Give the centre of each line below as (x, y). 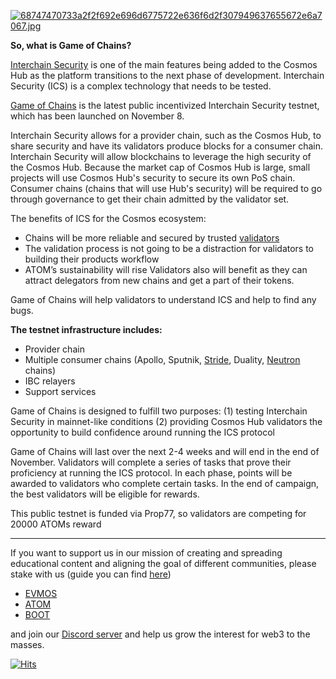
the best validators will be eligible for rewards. (105, 494)
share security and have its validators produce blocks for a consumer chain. (166, 146)
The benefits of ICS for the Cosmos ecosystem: (108, 218)
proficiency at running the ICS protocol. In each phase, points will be (151, 473)
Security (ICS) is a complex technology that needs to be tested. (141, 86)
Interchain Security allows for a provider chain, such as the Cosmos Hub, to (166, 135)
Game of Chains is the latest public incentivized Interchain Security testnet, (165, 105)
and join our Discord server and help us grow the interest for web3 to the (160, 634)
